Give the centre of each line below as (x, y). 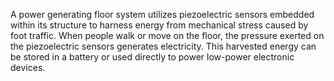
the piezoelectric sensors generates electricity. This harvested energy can (163, 46)
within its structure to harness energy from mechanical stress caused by (159, 25)
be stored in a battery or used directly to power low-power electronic (152, 57)
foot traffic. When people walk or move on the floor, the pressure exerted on (167, 35)
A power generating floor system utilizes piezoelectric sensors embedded (162, 14)
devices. (28, 67)
